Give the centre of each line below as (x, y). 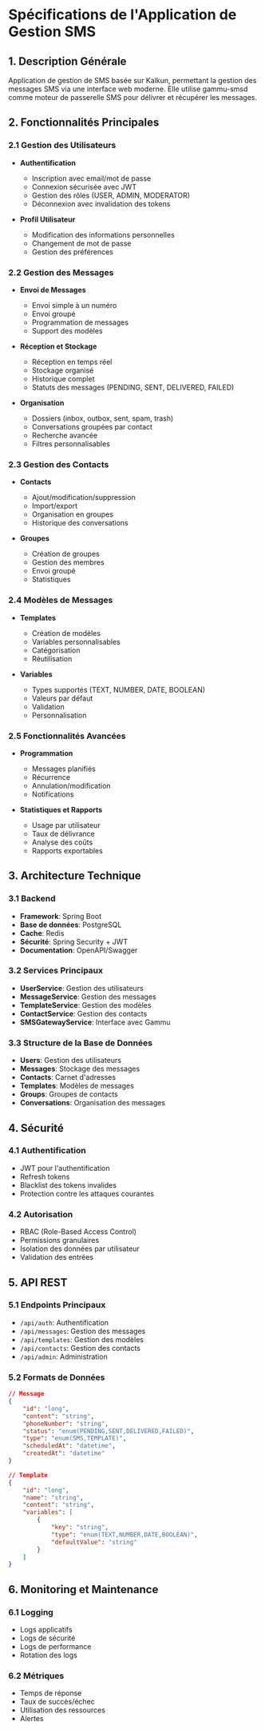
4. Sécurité (36, 1128)
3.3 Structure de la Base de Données (81, 1043)
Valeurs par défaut (62, 698)
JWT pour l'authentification (65, 1168)
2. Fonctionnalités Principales (84, 123)
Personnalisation (59, 715)
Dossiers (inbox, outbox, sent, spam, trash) (103, 418)
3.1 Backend (32, 899)
